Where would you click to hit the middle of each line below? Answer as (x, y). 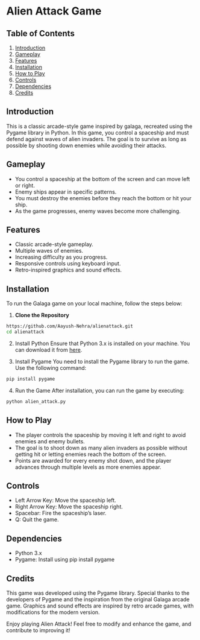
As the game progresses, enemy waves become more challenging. (98, 211)
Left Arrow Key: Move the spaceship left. (65, 500)
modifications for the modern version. (53, 612)
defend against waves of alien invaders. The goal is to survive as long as (96, 139)
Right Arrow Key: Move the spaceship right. (69, 507)
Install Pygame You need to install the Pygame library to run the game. (102, 361)
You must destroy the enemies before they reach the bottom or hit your (103, 198)
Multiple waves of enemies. (49, 251)
